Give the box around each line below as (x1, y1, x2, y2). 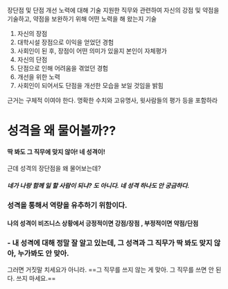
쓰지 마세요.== (16, 274, 56, 283)
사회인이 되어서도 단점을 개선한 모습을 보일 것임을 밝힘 (17, 82, 164, 89)
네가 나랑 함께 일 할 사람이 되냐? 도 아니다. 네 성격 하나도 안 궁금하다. (7, 181, 190, 189)
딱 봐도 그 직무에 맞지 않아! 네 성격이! (7, 148, 105, 156)
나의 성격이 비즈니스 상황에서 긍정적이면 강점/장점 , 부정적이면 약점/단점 (7, 219, 199, 227)
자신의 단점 (17, 55, 48, 64)
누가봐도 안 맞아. (17, 248, 69, 258)
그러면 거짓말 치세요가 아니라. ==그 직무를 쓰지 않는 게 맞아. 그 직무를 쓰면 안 (7, 265, 215, 274)
